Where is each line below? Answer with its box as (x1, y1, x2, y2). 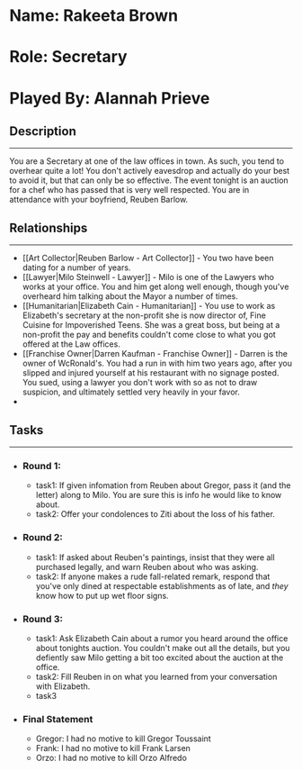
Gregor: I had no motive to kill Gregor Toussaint (35, 733, 211, 744)
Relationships (9, 220, 88, 235)
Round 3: (22, 612, 63, 625)
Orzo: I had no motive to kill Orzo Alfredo (35, 753, 187, 764)
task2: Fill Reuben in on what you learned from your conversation (35, 671, 278, 682)
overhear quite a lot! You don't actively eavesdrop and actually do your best (9, 166, 290, 177)
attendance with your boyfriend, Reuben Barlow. (9, 195, 189, 205)
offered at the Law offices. (22, 339, 121, 349)
